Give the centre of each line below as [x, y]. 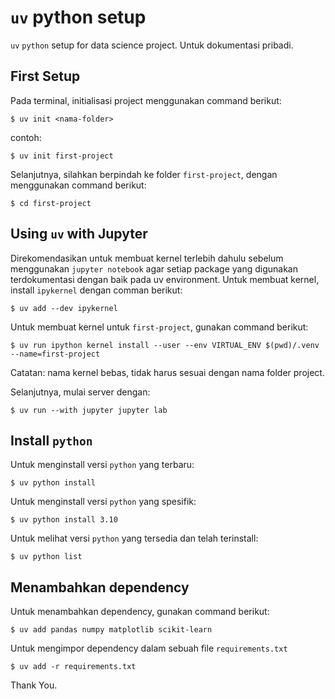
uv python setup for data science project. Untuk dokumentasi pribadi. [152, 45]
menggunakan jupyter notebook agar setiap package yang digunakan [154, 268]
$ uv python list [46, 557]
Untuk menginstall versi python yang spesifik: [103, 502]
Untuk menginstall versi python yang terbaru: [102, 465]
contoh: [26, 137]
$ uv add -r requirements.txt [73, 667]
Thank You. [34, 685]
